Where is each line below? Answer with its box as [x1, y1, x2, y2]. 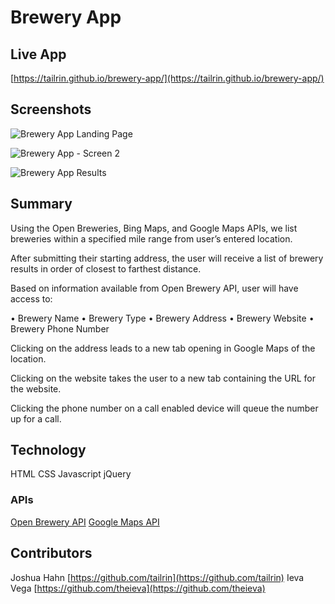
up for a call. [10, 412, 62, 425]
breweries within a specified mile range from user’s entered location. [10, 232, 293, 245]
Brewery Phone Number [10, 322, 110, 335]
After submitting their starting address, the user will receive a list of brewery [10, 252, 324, 264]
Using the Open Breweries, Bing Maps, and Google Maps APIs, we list [10, 222, 298, 234]
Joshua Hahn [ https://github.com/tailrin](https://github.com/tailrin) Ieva [10, 571, 305, 583]
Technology [10, 442, 87, 459]
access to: [10, 292, 53, 305]
